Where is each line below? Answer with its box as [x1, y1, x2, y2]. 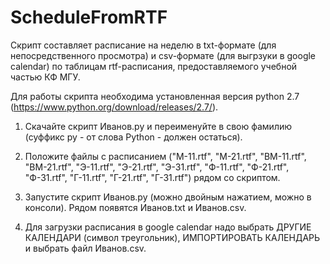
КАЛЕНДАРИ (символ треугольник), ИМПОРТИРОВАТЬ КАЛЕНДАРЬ [24, 231, 321, 243]
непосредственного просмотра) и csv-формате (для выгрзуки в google [10, 49, 317, 61]
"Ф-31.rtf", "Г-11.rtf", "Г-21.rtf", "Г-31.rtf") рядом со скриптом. [24, 171, 281, 183]
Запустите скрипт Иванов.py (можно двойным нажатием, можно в [24, 191, 312, 203]
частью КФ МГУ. [10, 71, 81, 83]
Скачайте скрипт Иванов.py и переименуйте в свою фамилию [24, 120, 293, 132]
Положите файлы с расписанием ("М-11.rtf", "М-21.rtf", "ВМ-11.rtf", [24, 150, 307, 162]
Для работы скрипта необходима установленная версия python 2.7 [10, 90, 300, 102]
